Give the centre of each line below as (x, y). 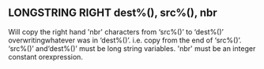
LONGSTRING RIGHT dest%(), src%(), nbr (113, 13)
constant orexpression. (45, 56)
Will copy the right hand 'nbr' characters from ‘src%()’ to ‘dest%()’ (116, 31)
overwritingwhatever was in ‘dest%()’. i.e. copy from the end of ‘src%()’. (125, 40)
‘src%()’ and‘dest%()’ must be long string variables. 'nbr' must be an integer (132, 48)
